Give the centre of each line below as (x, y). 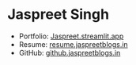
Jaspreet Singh (59, 14)
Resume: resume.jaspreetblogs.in (73, 44)
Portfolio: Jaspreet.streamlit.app (71, 36)
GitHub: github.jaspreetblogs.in (70, 52)
